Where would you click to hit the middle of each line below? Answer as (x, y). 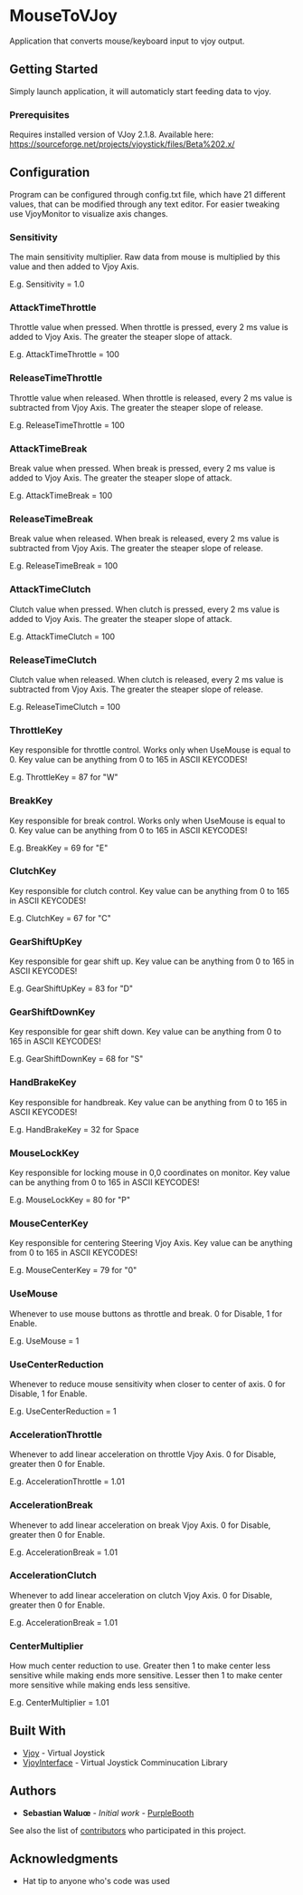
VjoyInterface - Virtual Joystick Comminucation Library (125, 1762)
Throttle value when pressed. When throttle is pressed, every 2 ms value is (149, 327)
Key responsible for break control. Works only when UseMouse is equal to (147, 821)
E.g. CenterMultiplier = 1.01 (60, 1703)
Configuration (50, 173)
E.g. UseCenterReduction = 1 (63, 1411)
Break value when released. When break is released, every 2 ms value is (144, 539)
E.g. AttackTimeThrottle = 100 (65, 355)
